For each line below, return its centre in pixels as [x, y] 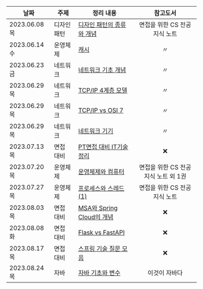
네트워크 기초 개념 [102, 70]
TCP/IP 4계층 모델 [103, 90]
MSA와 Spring [98, 208]
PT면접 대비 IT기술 [103, 147]
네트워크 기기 [96, 131]
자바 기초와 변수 [99, 273]
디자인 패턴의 [96, 25]
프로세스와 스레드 [101, 188]
